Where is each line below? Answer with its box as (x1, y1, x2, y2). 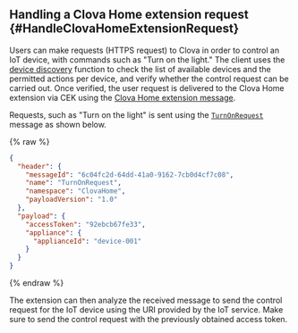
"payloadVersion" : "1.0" (25, 196, 118, 204)
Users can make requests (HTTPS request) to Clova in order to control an (9, 45, 280, 55)
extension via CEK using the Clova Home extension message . (9, 92, 236, 103)
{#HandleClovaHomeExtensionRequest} (9, 21, 240, 37)
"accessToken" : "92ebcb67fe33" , (25, 220, 146, 229)
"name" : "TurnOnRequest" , (25, 179, 123, 187)
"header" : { (17, 162, 63, 171)
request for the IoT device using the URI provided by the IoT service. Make (9, 304, 284, 315)
